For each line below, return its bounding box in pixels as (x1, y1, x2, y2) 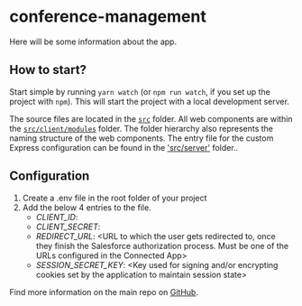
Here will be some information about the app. (9, 36, 178, 47)
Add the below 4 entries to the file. (22, 201, 151, 213)
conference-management (9, 6, 207, 27)
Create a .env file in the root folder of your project (22, 192, 207, 203)
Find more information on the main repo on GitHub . (9, 286, 198, 297)
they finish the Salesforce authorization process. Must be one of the (35, 240, 289, 251)
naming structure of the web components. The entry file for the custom (9, 133, 274, 144)
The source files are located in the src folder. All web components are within (9, 113, 293, 124)
